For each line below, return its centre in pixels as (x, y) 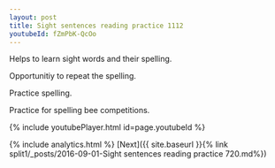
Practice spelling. (41, 93)
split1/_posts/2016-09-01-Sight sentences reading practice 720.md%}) (138, 154)
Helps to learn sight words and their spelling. (91, 59)
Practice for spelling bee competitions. (80, 111)
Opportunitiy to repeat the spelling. (73, 76)
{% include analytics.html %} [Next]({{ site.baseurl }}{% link (118, 145)
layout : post (33, 17)
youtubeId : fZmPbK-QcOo (53, 34)
